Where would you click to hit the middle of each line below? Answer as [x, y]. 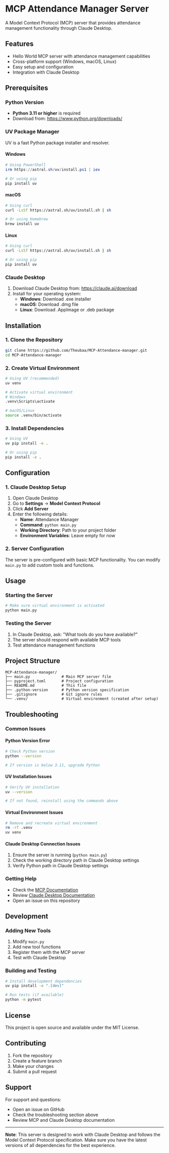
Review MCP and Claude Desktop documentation [63, 1120]
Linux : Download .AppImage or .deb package [67, 310]
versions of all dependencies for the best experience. [61, 1145]
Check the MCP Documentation [45, 889]
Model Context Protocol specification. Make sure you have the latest [76, 1140]
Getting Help [21, 879]
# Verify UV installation [32, 787]
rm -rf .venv [19, 828]
